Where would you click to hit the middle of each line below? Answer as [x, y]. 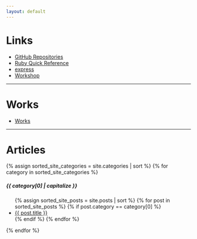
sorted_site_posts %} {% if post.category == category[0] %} [88, 207]
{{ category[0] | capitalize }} [42, 186]
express [24, 69]
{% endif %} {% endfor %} [47, 219]
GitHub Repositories [39, 57]
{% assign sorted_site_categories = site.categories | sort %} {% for [87, 166]
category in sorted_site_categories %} [52, 172]
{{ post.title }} [31, 213]
